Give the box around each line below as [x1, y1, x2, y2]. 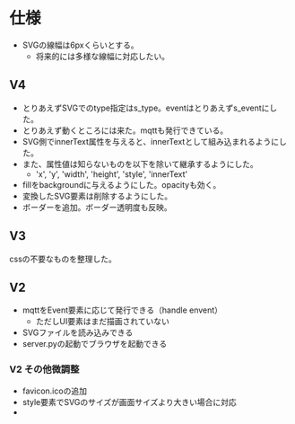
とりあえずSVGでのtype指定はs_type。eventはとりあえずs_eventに [22, 102, 270, 113]
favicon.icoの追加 [22, 385, 88, 396]
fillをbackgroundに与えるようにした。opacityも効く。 [22, 179, 221, 190]
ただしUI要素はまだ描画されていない [35, 316, 170, 327]
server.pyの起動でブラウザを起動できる [22, 339, 168, 349]
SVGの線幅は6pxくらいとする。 [22, 40, 139, 50]
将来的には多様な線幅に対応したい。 [35, 50, 170, 61]
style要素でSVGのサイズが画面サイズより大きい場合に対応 [22, 396, 238, 407]
